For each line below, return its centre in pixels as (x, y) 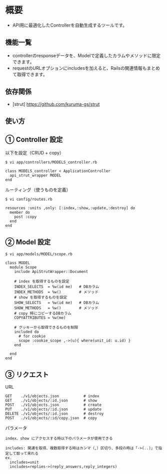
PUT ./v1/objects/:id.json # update (53, 409)
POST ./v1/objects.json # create (53, 405)
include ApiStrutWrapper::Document (51, 271)
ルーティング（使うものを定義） (38, 190)
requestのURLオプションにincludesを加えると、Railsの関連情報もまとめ (86, 68)
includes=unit (24, 462)
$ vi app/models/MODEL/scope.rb (39, 254)
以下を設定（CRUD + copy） (34, 152)
